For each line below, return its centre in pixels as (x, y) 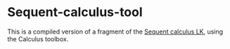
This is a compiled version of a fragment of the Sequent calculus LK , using (115, 31)
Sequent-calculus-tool (75, 12)
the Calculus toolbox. (38, 38)
